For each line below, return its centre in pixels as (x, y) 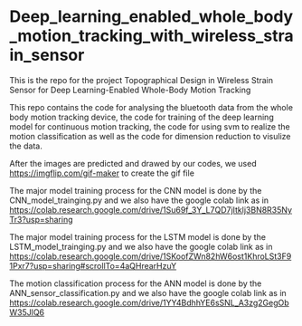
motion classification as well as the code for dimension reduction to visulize (150, 136)
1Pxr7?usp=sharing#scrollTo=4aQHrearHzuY (93, 265)
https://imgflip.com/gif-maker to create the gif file (102, 173)
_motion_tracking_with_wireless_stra (151, 36)
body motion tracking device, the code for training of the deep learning (142, 117)
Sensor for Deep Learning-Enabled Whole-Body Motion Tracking (130, 90)
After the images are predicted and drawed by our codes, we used (133, 163)
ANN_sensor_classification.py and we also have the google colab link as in (148, 292)
